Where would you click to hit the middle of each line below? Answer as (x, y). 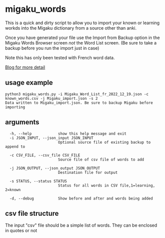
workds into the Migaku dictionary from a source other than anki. (71, 28)
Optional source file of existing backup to (104, 142)
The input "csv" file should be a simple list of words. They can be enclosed (81, 225)
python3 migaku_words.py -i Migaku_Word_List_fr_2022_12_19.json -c (77, 94)
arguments (22, 122)
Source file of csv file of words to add (101, 159)
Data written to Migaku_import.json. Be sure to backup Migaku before (79, 103)
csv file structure (32, 213)
